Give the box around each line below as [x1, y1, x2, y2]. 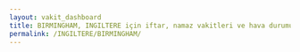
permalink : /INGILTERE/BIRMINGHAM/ [9, 29, 142, 38]
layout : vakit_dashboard [9, 12, 102, 22]
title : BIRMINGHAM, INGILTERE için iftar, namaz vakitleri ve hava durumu [9, 21, 294, 30]
